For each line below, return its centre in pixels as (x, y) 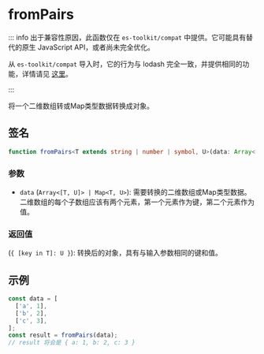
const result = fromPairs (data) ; (63, 335)
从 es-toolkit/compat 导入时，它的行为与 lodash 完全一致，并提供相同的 (125, 64)
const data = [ (33, 299)
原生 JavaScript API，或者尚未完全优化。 (88, 47)
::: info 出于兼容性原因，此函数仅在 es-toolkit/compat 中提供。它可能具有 (127, 37)
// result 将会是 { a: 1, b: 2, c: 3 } (72, 343)
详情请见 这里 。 (47, 73)
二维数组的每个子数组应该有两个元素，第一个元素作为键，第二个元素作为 (137, 202)
